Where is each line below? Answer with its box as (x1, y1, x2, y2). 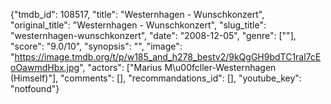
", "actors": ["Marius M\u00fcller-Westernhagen (79, 62, 277, 73)
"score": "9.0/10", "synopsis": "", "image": (10, 40, 183, 52)
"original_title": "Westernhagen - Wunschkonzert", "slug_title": (10, 19, 267, 31)
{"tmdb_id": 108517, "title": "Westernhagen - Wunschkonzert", (10, 9, 265, 20)
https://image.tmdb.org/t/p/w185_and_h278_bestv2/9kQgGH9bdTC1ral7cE (14, 51, 322, 63)
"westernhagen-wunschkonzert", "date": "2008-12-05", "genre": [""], (10, 30, 297, 41)
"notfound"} (10, 83, 60, 94)
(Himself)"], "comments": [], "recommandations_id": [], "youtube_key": (10, 72, 302, 84)
